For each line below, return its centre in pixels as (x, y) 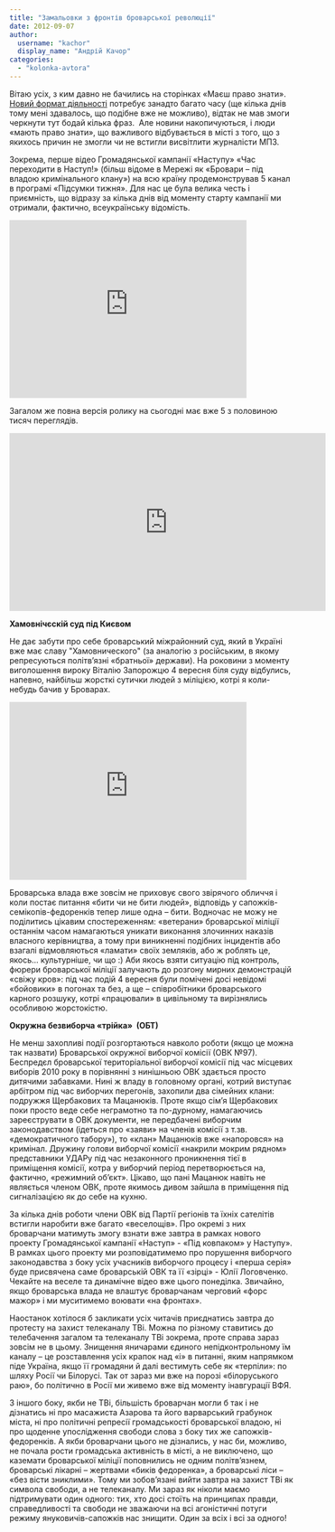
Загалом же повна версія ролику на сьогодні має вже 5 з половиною (144, 410)
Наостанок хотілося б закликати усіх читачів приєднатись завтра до (142, 1318)
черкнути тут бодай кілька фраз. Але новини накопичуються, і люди (142, 122)
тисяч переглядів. (44, 420)
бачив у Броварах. (75, 689)
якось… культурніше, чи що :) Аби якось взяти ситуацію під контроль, (144, 960)
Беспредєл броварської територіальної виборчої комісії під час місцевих (151, 1062)
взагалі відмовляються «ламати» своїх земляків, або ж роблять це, (140, 950)
